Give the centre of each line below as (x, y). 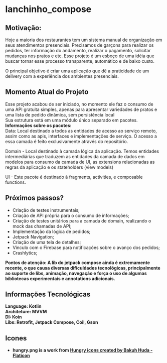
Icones (16, 338)
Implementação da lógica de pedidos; (51, 231)
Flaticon (21, 355)
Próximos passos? (35, 198)
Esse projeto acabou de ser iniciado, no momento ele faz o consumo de (79, 104)
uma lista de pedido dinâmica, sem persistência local (60, 114)
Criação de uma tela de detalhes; (47, 242)
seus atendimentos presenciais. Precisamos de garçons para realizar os (79, 45)
